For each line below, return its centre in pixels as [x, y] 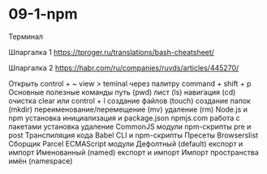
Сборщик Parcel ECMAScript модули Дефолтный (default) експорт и [126, 143]
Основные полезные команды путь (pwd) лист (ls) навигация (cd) [122, 92]
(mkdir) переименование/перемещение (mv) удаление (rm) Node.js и [128, 109]
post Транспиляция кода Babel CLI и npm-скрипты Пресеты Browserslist [133, 135]
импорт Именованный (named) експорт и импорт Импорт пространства [134, 152]
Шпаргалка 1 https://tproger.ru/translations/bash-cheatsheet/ [112, 52]
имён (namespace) [41, 161]
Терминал [26, 36]
